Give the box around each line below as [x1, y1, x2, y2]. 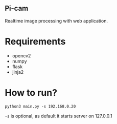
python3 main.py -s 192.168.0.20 [5, 104, 76, 109]
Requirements [5, 36, 66, 47]
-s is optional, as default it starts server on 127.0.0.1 [5, 113, 112, 119]
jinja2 [12, 69, 24, 75]
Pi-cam [5, 4, 29, 13]
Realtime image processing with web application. [5, 17, 108, 24]
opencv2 [12, 52, 31, 58]
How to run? [5, 87, 57, 98]
